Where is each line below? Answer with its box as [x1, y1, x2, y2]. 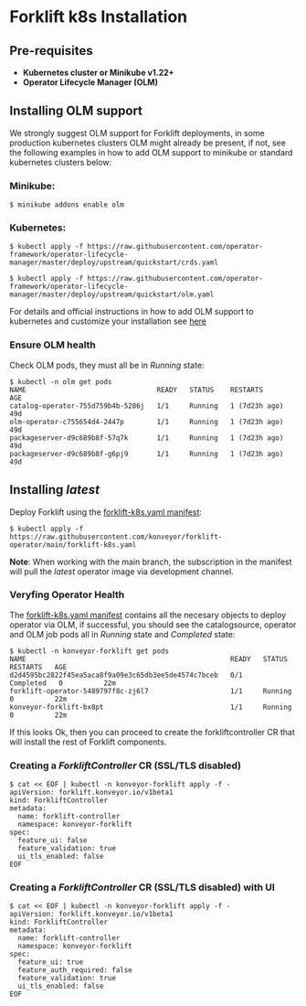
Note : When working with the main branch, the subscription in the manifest [9, 556, 292, 567]
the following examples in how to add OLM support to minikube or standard [9, 146, 293, 157]
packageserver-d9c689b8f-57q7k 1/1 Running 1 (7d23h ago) [9, 433, 284, 443]
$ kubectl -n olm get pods [9, 377, 112, 386]
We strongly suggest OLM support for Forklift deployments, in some [9, 127, 265, 138]
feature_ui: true [17, 958, 84, 967]
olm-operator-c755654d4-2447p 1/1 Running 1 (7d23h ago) [9, 417, 284, 426]
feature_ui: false [17, 836, 89, 845]
